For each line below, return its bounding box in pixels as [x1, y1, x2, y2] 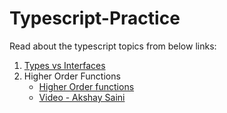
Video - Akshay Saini [38, 91, 126, 103]
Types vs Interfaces [23, 59, 106, 71]
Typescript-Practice [9, 7, 181, 30]
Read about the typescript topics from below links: [9, 40, 217, 52]
